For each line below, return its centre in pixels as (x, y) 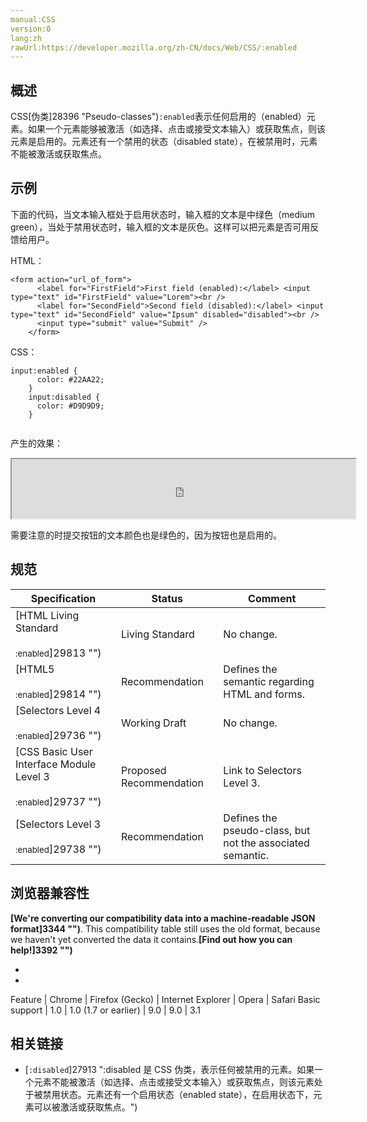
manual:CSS (33, 19)
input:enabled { (44, 371)
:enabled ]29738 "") (58, 849)
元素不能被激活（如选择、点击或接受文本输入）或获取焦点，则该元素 (174, 1082)
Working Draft (154, 723)
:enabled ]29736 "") (58, 735)
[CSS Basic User (54, 751)
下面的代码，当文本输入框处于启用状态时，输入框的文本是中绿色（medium (162, 214)
